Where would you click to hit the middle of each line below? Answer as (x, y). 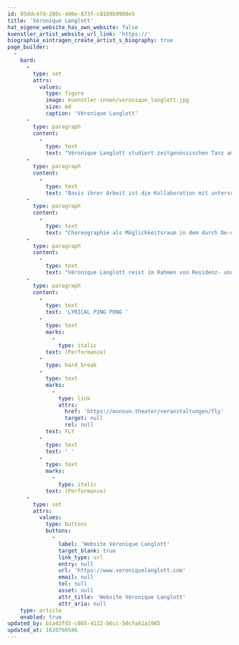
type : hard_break (71, 365)
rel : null (79, 425)
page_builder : (28, 47)
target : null (84, 418)
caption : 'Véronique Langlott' (92, 113)
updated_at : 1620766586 (43, 630)
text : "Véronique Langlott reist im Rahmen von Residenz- (133, 272)
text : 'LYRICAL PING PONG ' (87, 312)
